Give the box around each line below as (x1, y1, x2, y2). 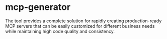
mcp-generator (5, 1, 71, 13)
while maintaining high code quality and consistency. (5, 28, 115, 34)
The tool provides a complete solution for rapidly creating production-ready (5, 18, 162, 24)
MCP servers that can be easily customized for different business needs (5, 23, 155, 29)
